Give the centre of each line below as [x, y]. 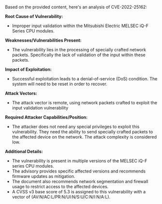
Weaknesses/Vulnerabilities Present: [43, 40]
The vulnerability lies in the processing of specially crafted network [79, 50]
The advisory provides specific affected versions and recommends [79, 171]
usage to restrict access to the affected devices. [60, 187]
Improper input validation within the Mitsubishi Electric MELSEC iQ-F [80, 26]
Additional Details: [24, 151]
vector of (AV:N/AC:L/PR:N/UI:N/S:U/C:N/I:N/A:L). [61, 197]
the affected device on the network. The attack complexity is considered [84, 137]
